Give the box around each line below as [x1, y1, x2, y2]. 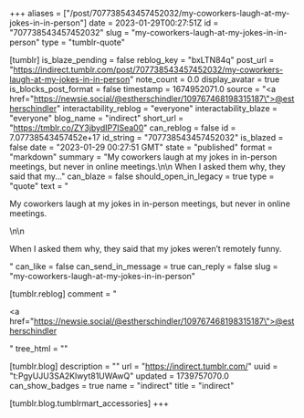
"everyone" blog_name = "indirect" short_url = [9, 113, 184, 123]
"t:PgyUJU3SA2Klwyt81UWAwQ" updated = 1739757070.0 [9, 371, 230, 381]
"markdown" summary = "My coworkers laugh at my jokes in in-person [9, 152, 278, 162]
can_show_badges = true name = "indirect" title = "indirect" [9, 381, 235, 391]
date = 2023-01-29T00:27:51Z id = [88, 17, 219, 28]
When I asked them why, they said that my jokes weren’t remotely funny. [9, 244, 282, 254]
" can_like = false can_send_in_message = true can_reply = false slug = [9, 261, 278, 272]
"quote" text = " [9, 181, 68, 191]
